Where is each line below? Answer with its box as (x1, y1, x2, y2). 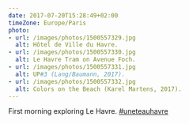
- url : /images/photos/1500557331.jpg (8, 63, 136, 71)
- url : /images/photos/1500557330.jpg (8, 48, 136, 56)
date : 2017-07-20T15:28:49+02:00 (8, 11, 119, 20)
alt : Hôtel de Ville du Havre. (15, 41, 119, 49)
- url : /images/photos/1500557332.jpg (8, 77, 136, 85)
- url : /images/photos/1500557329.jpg (8, 33, 136, 42)
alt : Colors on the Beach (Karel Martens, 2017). (15, 85, 182, 93)
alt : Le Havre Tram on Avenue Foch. (15, 56, 136, 64)
